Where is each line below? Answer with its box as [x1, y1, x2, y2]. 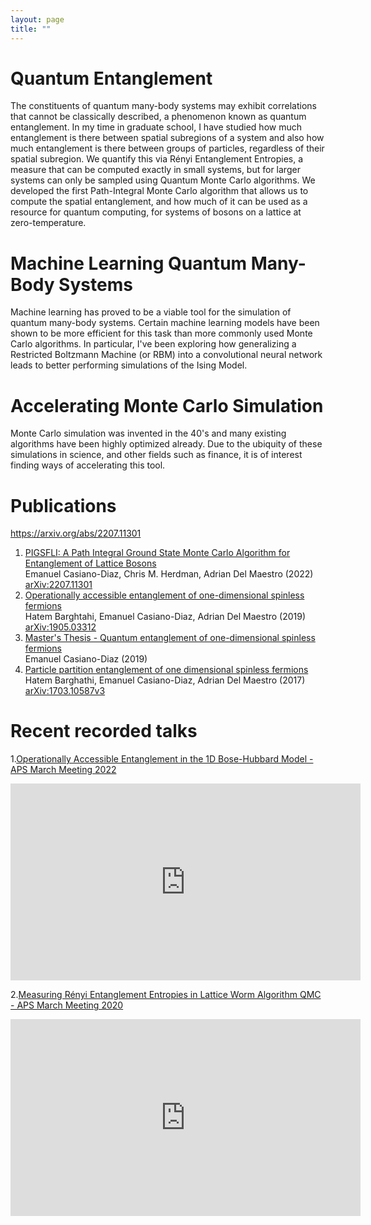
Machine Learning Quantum [10, 252, 248, 275]
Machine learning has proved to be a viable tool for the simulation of [10, 306, 292, 318]
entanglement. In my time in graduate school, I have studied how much [10, 121, 302, 133]
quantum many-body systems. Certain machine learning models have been [10, 317, 320, 329]
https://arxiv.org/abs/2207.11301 [10, 527, 142, 540]
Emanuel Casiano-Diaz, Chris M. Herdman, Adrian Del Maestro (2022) [24, 568, 314, 580]
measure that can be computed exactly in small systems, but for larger [10, 164, 301, 176]
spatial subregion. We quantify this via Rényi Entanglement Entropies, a [10, 153, 304, 165]
